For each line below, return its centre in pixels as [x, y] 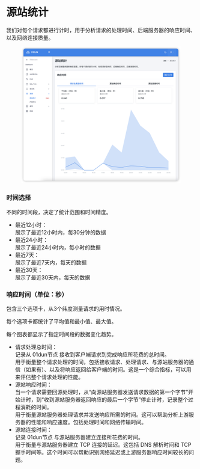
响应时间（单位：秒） [37, 294]
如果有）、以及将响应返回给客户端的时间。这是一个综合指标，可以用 [108, 370]
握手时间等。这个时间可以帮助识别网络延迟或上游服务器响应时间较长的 [102, 452]
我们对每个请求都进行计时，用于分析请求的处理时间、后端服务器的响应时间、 [101, 30]
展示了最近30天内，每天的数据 [53, 277]
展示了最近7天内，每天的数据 [51, 262]
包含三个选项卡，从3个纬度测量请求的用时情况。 [66, 309]
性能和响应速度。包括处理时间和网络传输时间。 [89, 422]
